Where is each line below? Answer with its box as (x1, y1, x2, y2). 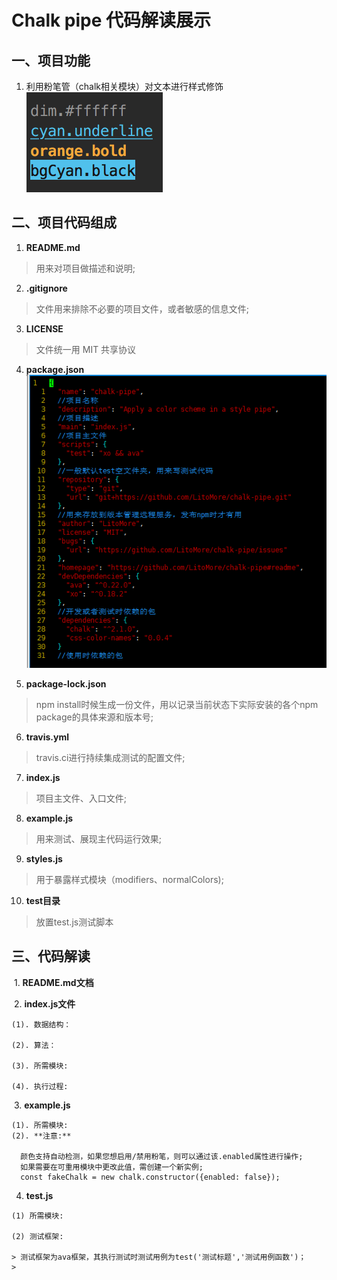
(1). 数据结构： (11, 1019, 72, 1030)
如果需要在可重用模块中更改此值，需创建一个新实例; (20, 1162, 204, 1172)
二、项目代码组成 (11, 214, 117, 231)
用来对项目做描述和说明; (35, 262, 136, 274)
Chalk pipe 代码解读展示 (11, 9, 212, 32)
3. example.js (13, 1099, 71, 1111)
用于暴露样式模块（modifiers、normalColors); (35, 873, 224, 885)
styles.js (25, 852, 63, 865)
